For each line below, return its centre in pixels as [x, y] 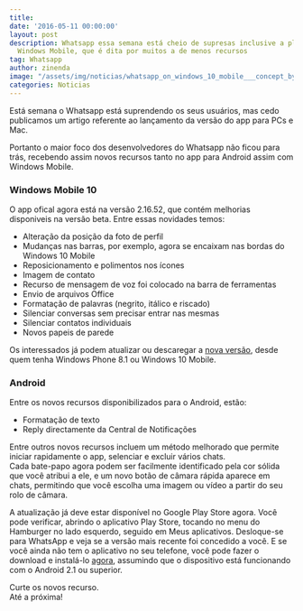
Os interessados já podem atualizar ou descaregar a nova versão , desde [144, 349]
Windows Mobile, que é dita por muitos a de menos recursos [133, 51]
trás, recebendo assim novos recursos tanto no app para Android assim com [151, 157]
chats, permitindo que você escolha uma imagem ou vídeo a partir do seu [146, 486]
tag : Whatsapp [36, 60]
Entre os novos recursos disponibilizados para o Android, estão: [128, 403]
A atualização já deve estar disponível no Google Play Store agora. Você [143, 513]
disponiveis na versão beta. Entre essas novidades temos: [117, 218]
